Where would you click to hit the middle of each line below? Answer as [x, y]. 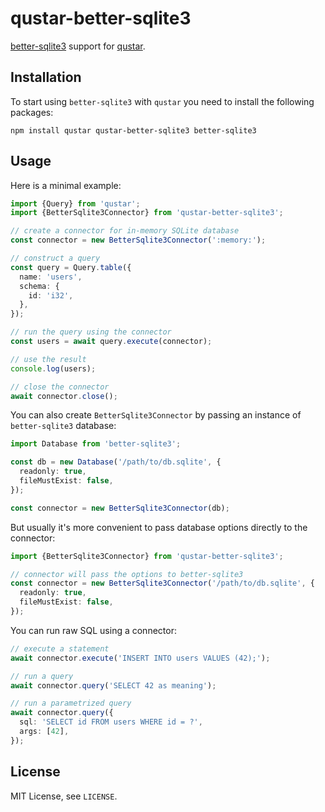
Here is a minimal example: [66, 185]
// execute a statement [60, 648]
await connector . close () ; [64, 396]
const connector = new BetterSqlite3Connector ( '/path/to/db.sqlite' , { [162, 583]
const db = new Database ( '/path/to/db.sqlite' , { [116, 462]
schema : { [39, 286]
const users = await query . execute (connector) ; [111, 342]
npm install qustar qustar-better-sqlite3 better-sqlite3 [133, 130]
